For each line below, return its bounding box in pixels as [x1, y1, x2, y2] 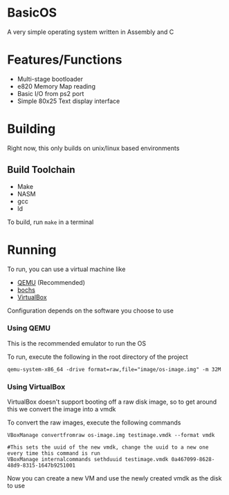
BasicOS [7, 5, 57, 21]
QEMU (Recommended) [17, 278, 85, 286]
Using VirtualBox [7, 382, 66, 391]
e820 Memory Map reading [17, 82, 95, 91]
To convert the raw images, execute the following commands [7, 418, 181, 427]
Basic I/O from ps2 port [17, 89, 84, 97]
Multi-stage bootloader [17, 75, 84, 83]
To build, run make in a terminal [7, 218, 94, 226]
